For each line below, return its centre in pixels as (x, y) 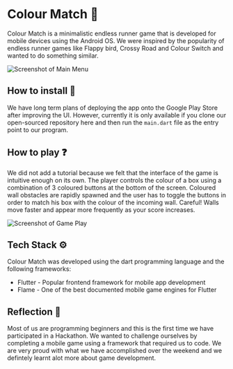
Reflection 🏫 (34, 312)
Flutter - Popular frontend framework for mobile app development (111, 282)
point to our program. (38, 130)
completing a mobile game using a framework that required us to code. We (114, 343)
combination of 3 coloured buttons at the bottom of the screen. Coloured (112, 188)
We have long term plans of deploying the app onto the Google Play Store (112, 108)
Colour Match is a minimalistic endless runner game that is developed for (112, 33)
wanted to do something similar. (53, 56)
